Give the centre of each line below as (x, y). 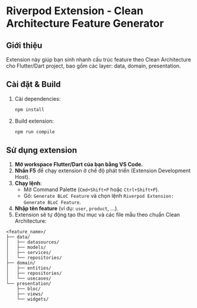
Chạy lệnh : (28, 183)
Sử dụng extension (42, 150)
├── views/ (30, 294)
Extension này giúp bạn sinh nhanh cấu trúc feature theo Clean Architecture (98, 60)
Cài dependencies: (38, 98)
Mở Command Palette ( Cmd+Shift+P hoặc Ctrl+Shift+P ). (91, 190)
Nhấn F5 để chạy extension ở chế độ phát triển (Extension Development (103, 171)
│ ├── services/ (29, 253)
